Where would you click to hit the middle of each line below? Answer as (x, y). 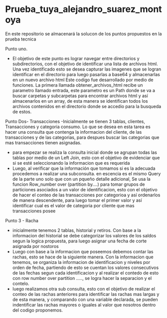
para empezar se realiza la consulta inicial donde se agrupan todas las (84, 152)
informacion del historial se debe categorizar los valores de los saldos (84, 235)
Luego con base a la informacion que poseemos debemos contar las (83, 251)
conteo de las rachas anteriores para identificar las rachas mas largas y (86, 294)
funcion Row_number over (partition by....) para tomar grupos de (79, 184)
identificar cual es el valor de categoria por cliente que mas (73, 205)
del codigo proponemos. (38, 310)
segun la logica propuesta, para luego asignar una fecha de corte (80, 241)
